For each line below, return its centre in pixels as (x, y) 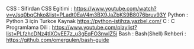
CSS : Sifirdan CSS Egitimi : (39, 9)
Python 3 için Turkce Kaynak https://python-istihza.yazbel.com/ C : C (91, 21)
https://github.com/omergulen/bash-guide (58, 40)
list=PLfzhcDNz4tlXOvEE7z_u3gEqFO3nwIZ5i (62, 34)
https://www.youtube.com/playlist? (94, 27)
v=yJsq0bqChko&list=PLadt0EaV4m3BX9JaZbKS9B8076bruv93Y (86, 15)
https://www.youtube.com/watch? (115, 9)
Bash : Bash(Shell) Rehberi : (152, 34)
